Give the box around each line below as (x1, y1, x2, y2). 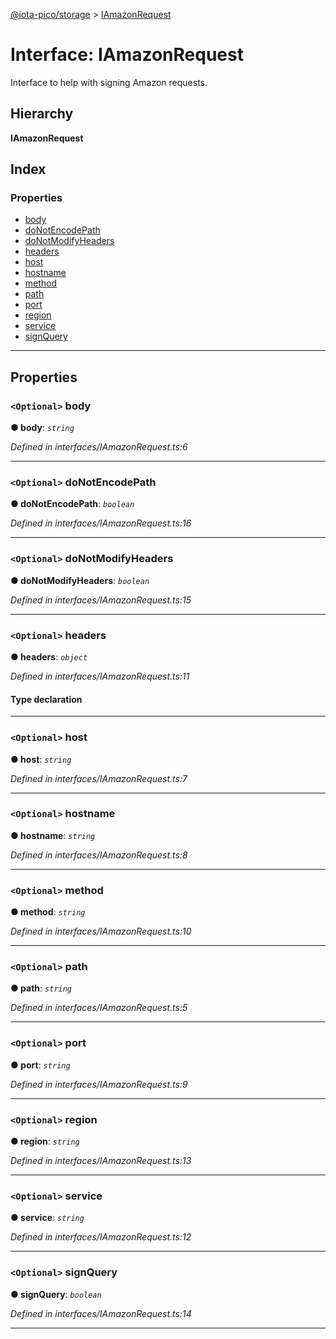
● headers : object (10, 651, 88, 663)
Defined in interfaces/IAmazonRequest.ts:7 (10, 772, 188, 784)
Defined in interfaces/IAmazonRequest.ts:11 (10, 670, 190, 683)
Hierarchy (10, 105, 74, 123)
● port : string (10, 1059, 71, 1071)
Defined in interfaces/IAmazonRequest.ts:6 (10, 441, 188, 453)
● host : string (10, 753, 72, 765)
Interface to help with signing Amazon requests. (10, 76, 208, 88)
